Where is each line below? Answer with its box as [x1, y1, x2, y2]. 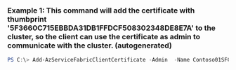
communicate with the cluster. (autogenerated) [7, 41, 172, 50]
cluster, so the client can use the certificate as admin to [7, 31, 201, 41]
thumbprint [7, 14, 47, 24]
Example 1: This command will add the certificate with [7, 6, 195, 15]
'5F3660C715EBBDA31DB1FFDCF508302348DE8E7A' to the [7, 23, 216, 33]
